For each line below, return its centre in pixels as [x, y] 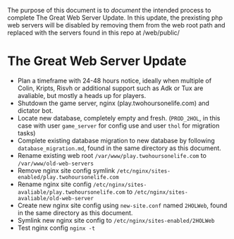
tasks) [26, 133]
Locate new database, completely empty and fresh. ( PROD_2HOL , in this [119, 118]
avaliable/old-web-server [55, 198]
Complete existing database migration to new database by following [116, 140]
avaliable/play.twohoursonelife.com [71, 192]
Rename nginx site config [54, 184]
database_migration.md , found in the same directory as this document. [119, 148]
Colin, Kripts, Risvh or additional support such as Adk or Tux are [110, 88]
